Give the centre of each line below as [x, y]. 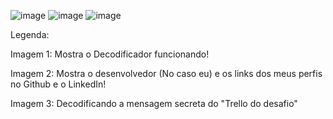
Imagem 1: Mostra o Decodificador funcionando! [110, 54]
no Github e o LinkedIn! [58, 84]
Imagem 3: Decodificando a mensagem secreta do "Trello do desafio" [154, 103]
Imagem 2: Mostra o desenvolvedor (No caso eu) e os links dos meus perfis [166, 73]
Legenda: [30, 34]
